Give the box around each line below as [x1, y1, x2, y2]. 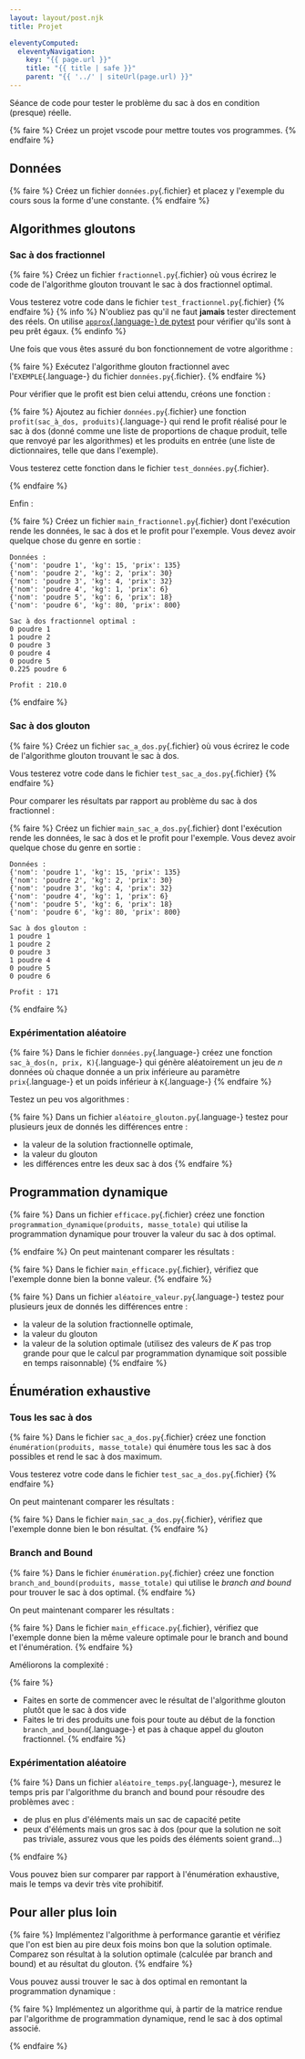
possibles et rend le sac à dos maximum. [9, 1451, 163, 1462]
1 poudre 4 [9, 955, 51, 964]
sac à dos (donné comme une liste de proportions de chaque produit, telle [9, 425, 288, 436]
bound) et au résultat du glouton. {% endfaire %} [9, 1958, 193, 1969]
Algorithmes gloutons [9, 221, 137, 237]
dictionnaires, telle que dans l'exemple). [9, 445, 159, 457]
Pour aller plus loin [9, 1905, 117, 1920]
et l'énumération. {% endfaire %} [9, 1641, 134, 1653]
